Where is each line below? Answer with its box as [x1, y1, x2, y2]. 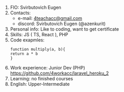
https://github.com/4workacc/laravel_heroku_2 [10, 70, 109, 76]
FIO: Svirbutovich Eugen [10, 5, 61, 10]
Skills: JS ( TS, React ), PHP [10, 32, 68, 37]
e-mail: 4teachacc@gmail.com [17, 15, 83, 21]
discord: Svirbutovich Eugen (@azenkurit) [17, 20, 106, 27]
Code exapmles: [10, 37, 45, 43]
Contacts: [10, 10, 31, 16]
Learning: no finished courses [10, 76, 73, 81]
